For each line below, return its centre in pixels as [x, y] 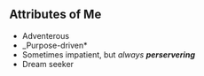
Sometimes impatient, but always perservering [108, 54]
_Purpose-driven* [55, 45]
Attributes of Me [55, 15]
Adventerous [45, 35]
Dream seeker [47, 64]
